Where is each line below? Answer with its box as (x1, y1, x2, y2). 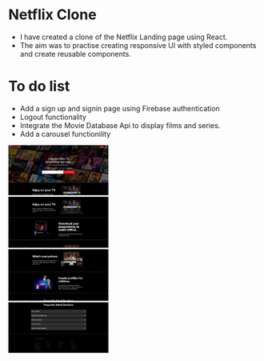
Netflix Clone (8, 6, 98, 24)
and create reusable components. (19, 49, 132, 58)
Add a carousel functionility (19, 129, 111, 138)
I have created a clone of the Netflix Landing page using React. (19, 32, 228, 42)
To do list (8, 78, 70, 95)
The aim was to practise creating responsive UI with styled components (19, 40, 257, 50)
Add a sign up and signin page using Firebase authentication (19, 103, 220, 113)
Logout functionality (19, 112, 86, 122)
